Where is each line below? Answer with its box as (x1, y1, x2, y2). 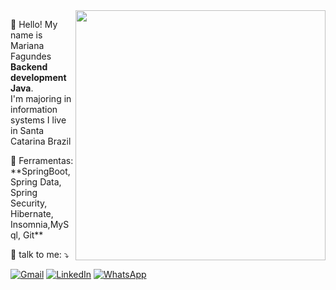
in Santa (10, 125, 45, 136)
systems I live (10, 114, 67, 126)
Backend (10, 61, 48, 73)
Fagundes (10, 50, 52, 62)
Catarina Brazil (10, 135, 72, 147)
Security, (10, 197, 48, 209)
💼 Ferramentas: (10, 155, 74, 166)
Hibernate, (10, 208, 54, 219)
